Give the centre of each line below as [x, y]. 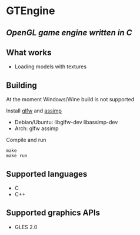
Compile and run [26, 140]
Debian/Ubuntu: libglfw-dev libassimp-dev [66, 123]
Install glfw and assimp [34, 111]
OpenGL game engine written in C [69, 33]
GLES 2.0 [26, 227]
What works [29, 52]
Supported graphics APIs [53, 213]
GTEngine [31, 11]
